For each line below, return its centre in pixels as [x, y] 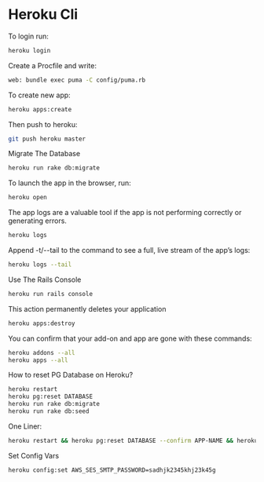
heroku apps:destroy [42, 323]
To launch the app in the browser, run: [70, 183]
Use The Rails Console [45, 279]
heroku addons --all [42, 352]
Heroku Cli [43, 15]
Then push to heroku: [43, 124]
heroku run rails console [50, 294]
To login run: [29, 36]
